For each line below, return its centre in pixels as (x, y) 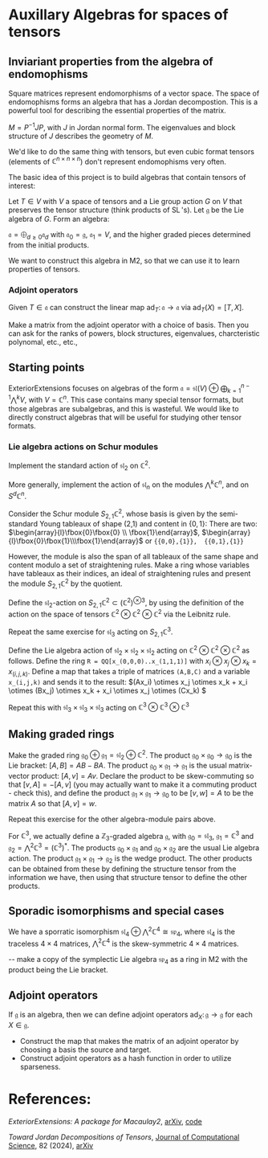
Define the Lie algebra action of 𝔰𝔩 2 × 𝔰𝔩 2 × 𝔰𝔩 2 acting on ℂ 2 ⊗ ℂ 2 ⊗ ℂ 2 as (129, 651)
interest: (22, 186)
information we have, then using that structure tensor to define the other (128, 877)
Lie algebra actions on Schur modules (83, 447)
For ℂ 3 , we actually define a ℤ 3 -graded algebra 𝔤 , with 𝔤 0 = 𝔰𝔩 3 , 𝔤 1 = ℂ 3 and (131, 836)
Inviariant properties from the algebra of (111, 61)
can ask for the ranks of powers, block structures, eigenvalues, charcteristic (134, 333)
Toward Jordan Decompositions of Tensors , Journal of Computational (124, 1137)
